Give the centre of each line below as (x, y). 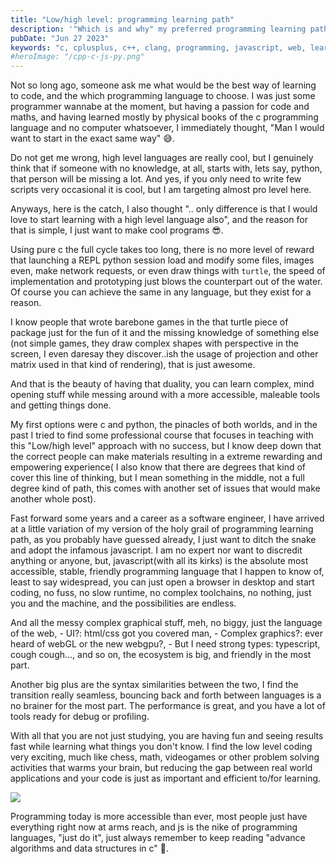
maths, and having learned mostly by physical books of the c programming (164, 117)
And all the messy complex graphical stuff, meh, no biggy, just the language (166, 623)
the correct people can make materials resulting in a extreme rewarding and (166, 457)
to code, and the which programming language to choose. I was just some (163, 96)
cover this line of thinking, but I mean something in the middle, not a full (157, 478)
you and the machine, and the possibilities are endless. (123, 603)
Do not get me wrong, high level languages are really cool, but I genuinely (162, 158)
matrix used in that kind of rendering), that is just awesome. (133, 365)
